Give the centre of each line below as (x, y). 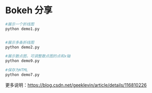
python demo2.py (22, 47)
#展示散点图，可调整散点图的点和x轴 (38, 56)
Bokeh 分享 (29, 10)
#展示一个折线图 (20, 24)
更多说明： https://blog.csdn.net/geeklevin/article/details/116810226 (76, 85)
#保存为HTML (17, 70)
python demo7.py (22, 75)
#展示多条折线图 (20, 42)
